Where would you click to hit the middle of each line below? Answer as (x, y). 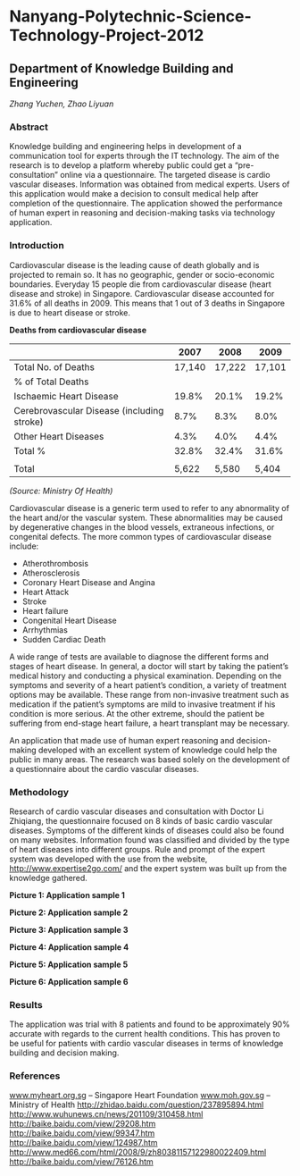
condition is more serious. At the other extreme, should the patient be (137, 713)
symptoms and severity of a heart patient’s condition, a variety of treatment (148, 685)
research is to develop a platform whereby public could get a (121, 165)
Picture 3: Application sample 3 (69, 929)
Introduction (37, 246)
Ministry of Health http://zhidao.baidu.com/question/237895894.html (137, 1105)
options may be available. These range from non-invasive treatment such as (149, 694)
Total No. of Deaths (54, 366)
